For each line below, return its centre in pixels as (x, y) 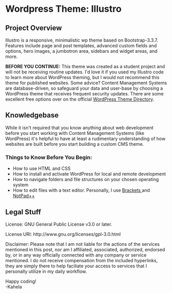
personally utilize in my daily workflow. (46, 271)
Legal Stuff (23, 212)
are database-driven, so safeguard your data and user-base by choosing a (84, 88)
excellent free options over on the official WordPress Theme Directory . (80, 99)
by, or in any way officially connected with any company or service (76, 255)
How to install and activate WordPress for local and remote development (89, 174)
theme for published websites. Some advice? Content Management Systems (86, 83)
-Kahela (14, 287)
